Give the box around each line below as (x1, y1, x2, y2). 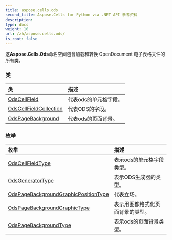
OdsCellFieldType (8, 160, 51, 167)
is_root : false (5, 36, 38, 42)
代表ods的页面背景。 (68, 115, 118, 122)
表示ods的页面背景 (114, 218, 159, 225)
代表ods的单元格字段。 (68, 96, 123, 103)
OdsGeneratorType (8, 177, 54, 184)
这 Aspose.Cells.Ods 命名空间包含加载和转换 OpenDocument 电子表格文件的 (5, 51, 165, 57)
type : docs (5, 22, 29, 27)
